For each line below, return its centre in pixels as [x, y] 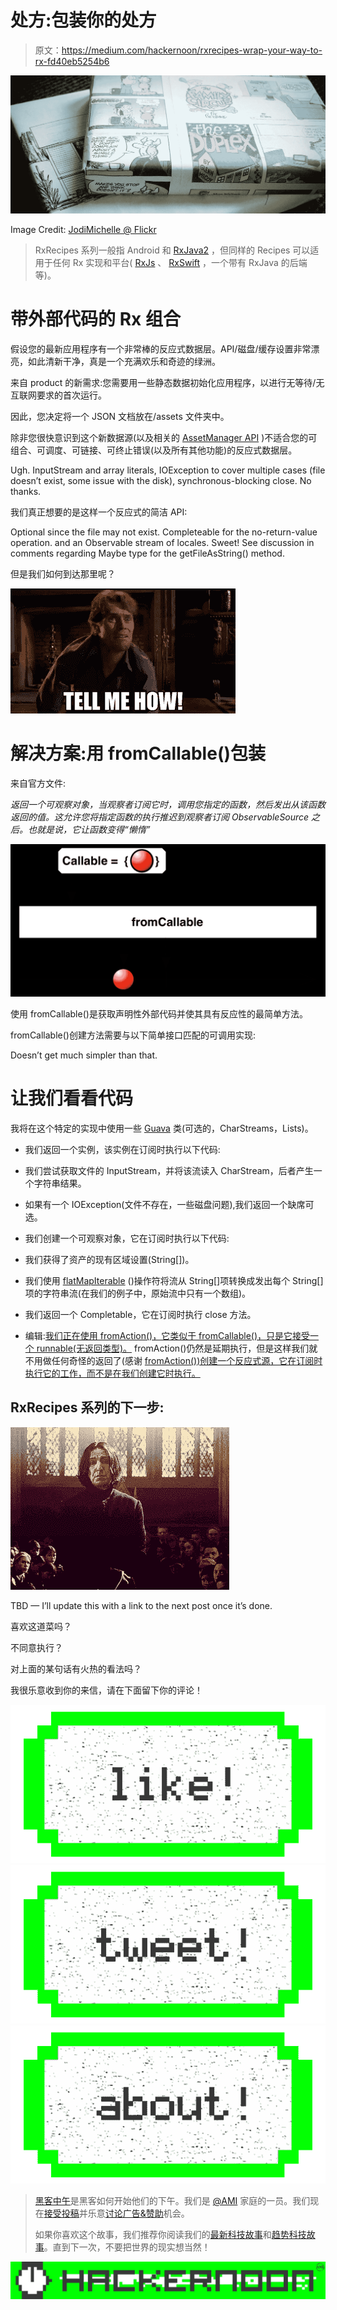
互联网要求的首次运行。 [58, 395]
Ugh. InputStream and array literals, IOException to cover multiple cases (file [168, 470]
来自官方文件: [38, 783]
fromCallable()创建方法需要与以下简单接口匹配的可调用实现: [133, 1035]
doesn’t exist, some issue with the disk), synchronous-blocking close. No [161, 480]
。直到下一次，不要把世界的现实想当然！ [127, 2247]
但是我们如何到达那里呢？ [63, 573]
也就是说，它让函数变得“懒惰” [89, 829]
